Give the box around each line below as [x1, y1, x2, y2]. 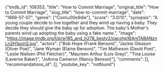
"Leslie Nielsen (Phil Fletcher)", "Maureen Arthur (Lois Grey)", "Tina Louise [5, 51, 156, 57]
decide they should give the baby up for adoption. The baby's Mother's [5, 25, 149, 31]
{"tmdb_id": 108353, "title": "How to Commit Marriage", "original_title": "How [5, 4, 159, 10]
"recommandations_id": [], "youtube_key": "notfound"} [5, 61, 116, 67]
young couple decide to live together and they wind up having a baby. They [5, 20, 158, 25]
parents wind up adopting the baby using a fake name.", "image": [5, 30, 136, 36]
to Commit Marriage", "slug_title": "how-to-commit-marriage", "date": [5, 9, 145, 15]
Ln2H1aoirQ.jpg [5, 41, 36, 46]
